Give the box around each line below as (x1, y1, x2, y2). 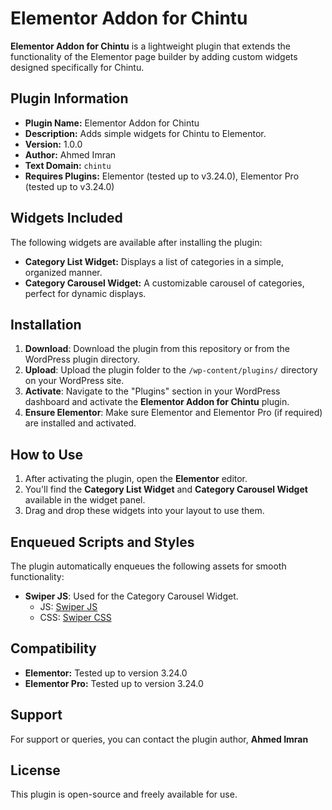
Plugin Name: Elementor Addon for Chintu (24, 117, 200, 129)
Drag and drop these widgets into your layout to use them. (24, 505, 265, 517)
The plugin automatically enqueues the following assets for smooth (10, 560, 287, 572)
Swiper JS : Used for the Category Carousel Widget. (24, 590, 239, 602)
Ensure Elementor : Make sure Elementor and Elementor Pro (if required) (24, 407, 323, 419)
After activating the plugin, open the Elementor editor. (24, 473, 248, 485)
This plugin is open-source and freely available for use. (10, 788, 238, 801)
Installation (10, 316, 82, 333)
